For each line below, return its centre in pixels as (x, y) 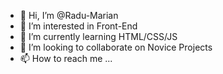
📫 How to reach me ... (66, 58)
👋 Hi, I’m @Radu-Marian (69, 15)
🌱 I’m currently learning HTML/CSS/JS (98, 36)
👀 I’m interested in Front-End (78, 26)
